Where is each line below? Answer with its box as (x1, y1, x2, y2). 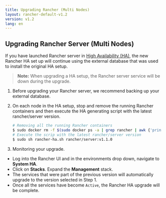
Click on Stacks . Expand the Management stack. (12, 166, 113, 172)
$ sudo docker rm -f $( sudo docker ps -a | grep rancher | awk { (12, 127, 150, 132)
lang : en (5, 21, 23, 26)
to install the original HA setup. (5, 63, 68, 70)
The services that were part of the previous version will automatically (12, 171, 154, 177)
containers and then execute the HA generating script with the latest (12, 108, 152, 114)
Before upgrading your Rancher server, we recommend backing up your (12, 88, 160, 94)
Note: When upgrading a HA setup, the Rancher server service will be (17, 73, 160, 79)
